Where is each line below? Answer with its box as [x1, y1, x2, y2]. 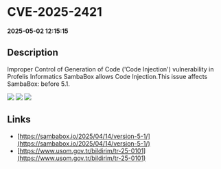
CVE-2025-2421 [7, 4, 103, 20]
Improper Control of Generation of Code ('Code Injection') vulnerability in [7, 65, 214, 73]
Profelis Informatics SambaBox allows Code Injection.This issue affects [7, 72, 208, 80]
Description [7, 47, 58, 58]
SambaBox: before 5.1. [7, 80, 71, 88]
